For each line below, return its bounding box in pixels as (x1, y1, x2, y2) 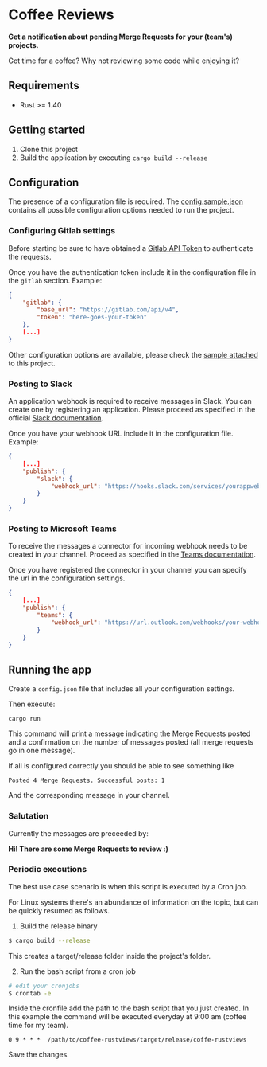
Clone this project (19, 144, 78, 154)
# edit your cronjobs (8, 982, 80, 990)
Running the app (8, 662, 91, 676)
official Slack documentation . (8, 413, 104, 423)
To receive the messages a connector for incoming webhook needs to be (8, 541, 248, 551)
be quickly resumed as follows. (8, 905, 110, 915)
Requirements (8, 79, 79, 92)
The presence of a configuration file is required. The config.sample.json (8, 197, 244, 206)
